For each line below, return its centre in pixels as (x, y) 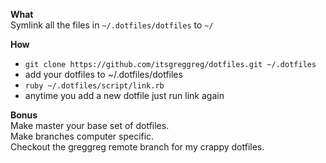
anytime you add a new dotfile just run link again (124, 95)
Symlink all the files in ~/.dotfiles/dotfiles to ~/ (112, 25)
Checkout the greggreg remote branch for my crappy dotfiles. (137, 147)
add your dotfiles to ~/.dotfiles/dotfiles (103, 74)
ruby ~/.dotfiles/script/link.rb (94, 86)
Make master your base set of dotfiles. (90, 125)
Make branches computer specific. (82, 136)
